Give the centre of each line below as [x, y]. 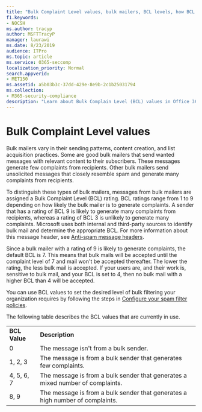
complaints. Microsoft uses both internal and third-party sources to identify [99, 224]
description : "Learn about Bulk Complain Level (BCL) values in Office [98, 101]
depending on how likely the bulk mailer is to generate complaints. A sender [100, 204]
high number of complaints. [79, 400]
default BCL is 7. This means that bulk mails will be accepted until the [92, 255]
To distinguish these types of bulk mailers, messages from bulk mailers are [99, 192]
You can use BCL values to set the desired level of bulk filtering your [91, 292]
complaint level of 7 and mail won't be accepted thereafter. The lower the [97, 261]
